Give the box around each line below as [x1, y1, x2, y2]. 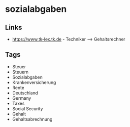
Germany [12, 95, 31, 101]
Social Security [12, 105, 43, 112]
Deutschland [12, 90, 38, 96]
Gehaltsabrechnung [12, 116, 53, 122]
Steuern [12, 69, 29, 75]
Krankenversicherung [12, 79, 56, 85]
